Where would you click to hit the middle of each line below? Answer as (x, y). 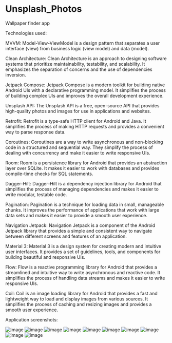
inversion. (16, 74)
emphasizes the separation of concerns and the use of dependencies (79, 69)
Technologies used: (26, 33)
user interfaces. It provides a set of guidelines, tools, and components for (83, 252)
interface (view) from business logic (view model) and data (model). (77, 48)
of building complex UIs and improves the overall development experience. (84, 96)
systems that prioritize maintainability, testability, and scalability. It (75, 64)
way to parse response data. (35, 132)
